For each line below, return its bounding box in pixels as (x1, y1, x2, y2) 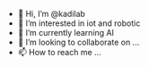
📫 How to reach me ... (17, 47, 101, 57)
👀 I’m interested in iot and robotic (17, 18, 141, 29)
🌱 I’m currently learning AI (17, 28, 115, 37)
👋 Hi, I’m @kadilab (17, 9, 85, 19)
